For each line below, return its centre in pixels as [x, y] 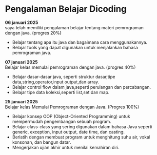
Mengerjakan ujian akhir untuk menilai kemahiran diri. [66, 147]
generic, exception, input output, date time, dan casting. [69, 132]
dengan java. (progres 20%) [33, 33]
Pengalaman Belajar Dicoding [66, 9]
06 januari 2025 [21, 22]
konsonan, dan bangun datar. [41, 142]
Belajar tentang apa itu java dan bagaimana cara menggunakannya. [80, 42]
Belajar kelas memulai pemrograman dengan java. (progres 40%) [70, 67]
